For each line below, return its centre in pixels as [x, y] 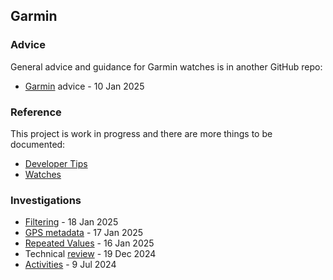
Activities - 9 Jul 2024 [70, 265]
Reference [36, 112]
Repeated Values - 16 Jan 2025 [89, 243]
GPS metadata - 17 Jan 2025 [84, 233]
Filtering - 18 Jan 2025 [71, 222]
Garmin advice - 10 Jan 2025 [84, 86]
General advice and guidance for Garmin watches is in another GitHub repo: [166, 66]
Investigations [46, 200]
